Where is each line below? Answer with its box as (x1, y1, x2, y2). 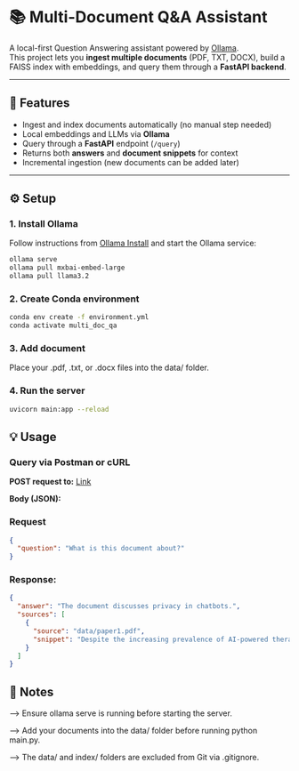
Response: (9, 574, 57, 586)
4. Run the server (9, 384, 85, 397)
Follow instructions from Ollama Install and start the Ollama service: (9, 237, 256, 249)
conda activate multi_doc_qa (9, 321, 117, 330)
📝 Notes (9, 684, 54, 699)
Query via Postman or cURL (9, 455, 131, 468)
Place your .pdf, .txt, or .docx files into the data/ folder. (9, 362, 209, 373)
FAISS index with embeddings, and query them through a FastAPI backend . (9, 61, 287, 72)
